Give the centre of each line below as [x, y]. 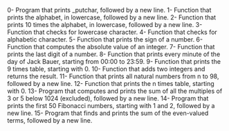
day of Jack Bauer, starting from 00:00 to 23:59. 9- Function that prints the [114, 61]
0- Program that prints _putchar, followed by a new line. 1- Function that [109, 10]
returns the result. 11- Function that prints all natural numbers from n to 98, [113, 76]
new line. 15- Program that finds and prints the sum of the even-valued [108, 113]
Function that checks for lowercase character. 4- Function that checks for [112, 32]
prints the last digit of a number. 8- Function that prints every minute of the [114, 54]
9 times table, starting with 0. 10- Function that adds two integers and [106, 69]
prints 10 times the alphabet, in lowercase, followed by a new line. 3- [105, 25]
